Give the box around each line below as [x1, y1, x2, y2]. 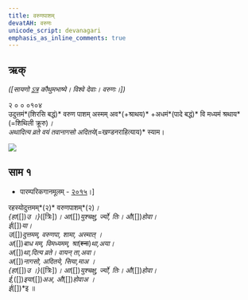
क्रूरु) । [35, 119, 53, 128]
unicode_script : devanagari [8, 26, 102, 34]
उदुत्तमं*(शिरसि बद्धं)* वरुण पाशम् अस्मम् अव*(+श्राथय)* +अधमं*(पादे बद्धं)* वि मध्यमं [8, 109, 221, 119]
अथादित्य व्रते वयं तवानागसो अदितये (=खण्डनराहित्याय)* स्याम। [8, 127, 165, 137]
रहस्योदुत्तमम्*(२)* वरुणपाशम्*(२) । [8, 202, 99, 212]
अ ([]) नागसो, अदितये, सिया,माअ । [8, 256, 95, 266]
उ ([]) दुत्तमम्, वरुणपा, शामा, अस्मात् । [8, 229, 103, 239]
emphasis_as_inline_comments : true [8, 33, 126, 42]
